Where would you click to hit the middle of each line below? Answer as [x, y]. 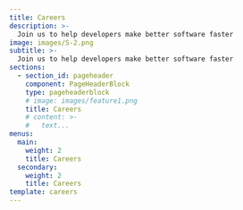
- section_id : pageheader [66, 76]
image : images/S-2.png [51, 42]
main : [28, 142]
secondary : [38, 167]
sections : [28, 68]
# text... [47, 126]
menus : [21, 134]
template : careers [43, 192]
